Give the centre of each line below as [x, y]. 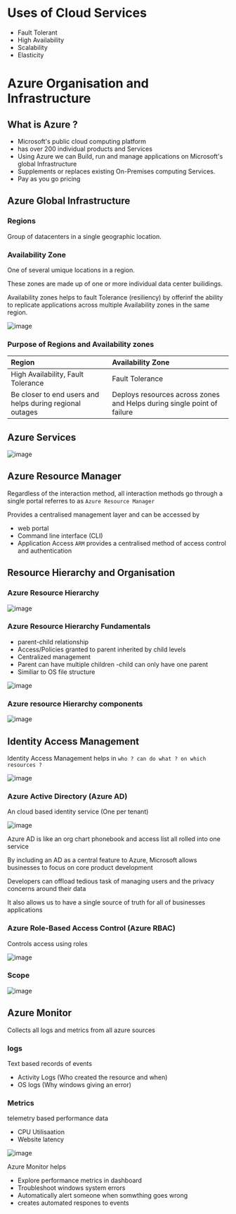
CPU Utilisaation [41, 1132]
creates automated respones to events [73, 1203]
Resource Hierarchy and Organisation [91, 573]
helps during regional [46, 403]
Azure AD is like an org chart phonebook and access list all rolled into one [114, 839]
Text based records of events [50, 1063]
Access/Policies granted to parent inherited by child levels [101, 649]
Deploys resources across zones [166, 395]
